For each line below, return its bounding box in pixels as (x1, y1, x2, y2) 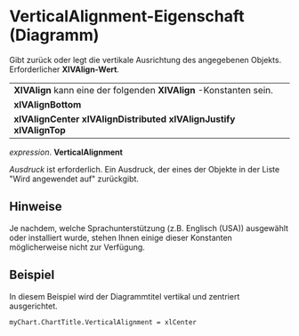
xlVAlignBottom (13, 98, 82, 110)
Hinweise (9, 199, 62, 214)
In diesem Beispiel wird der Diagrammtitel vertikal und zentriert (9, 291, 240, 301)
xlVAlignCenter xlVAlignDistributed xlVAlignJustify (13, 113, 236, 125)
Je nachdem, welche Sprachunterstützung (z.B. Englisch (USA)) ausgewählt (9, 222, 289, 233)
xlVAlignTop (13, 124, 67, 136)
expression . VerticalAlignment (9, 147, 123, 157)
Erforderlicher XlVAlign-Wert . (9, 64, 120, 75)
